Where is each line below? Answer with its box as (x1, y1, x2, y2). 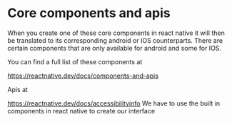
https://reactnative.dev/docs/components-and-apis (7, 71, 159, 80)
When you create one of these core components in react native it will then (7, 29, 225, 37)
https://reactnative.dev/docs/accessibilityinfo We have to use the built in (7, 98, 220, 108)
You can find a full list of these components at (7, 57, 143, 66)
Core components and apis (7, 5, 171, 21)
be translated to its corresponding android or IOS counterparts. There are (7, 36, 223, 44)
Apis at (7, 85, 29, 93)
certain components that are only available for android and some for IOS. (7, 44, 222, 52)
